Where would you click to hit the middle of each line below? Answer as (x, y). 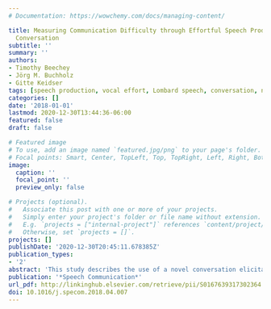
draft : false (30, 128)
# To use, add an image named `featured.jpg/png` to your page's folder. (135, 150)
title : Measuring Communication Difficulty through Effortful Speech (128, 30)
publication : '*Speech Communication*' (75, 277)
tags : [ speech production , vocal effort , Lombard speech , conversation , (133, 90)
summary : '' (28, 53)
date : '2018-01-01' (41, 106)
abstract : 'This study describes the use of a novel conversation (122, 269)
